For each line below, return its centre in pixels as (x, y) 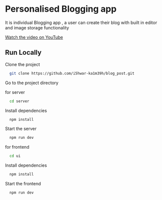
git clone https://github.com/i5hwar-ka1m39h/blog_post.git (72, 73)
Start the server (21, 129)
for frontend (17, 147)
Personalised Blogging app (61, 9)
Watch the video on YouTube (34, 37)
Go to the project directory (32, 83)
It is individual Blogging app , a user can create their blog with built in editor (81, 22)
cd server (19, 101)
